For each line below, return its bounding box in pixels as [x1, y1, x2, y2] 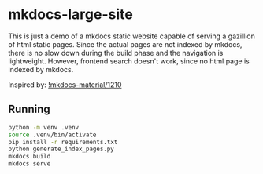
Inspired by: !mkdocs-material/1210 [8, 80, 122, 89]
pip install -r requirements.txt [8, 138, 118, 146]
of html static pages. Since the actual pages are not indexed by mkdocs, [8, 39, 243, 49]
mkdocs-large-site [8, 5, 134, 24]
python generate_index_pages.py [8, 145, 114, 154]
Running [8, 103, 51, 116]
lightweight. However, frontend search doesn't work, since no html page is [8, 56, 250, 66]
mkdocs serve [8, 160, 51, 168]
